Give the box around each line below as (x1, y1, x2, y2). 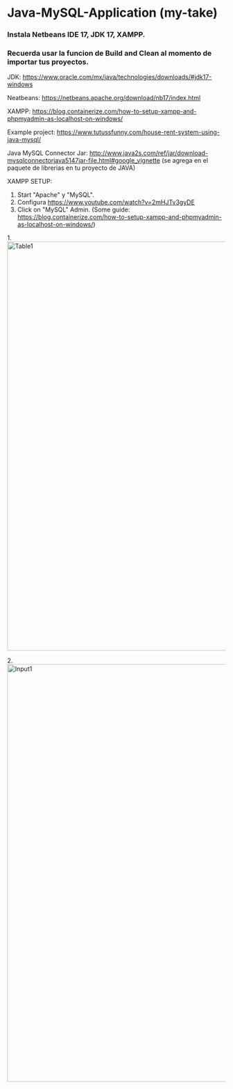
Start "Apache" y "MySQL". (17, 191, 95, 199)
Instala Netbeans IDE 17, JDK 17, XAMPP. (7, 30, 146, 40)
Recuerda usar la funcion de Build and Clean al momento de (7, 49, 212, 58)
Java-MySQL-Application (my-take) (7, 5, 218, 21)
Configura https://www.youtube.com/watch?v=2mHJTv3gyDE (17, 198, 196, 207)
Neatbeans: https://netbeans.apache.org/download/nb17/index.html (7, 94, 201, 102)
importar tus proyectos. (7, 57, 89, 67)
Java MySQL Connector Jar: (7, 149, 88, 157)
